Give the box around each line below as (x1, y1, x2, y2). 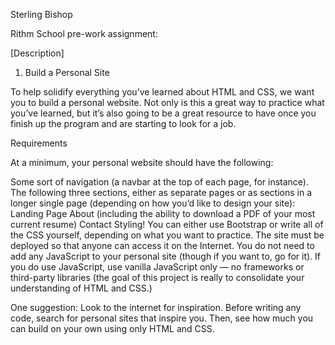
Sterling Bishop (10, 9, 73, 20)
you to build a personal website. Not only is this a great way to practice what (10, 97, 325, 108)
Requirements (10, 137, 68, 149)
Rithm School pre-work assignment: (10, 28, 158, 39)
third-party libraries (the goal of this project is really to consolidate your (10, 272, 305, 283)
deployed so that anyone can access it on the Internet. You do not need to (10, 240, 315, 251)
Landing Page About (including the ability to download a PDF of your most (10, 208, 316, 219)
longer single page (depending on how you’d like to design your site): (10, 197, 296, 209)
